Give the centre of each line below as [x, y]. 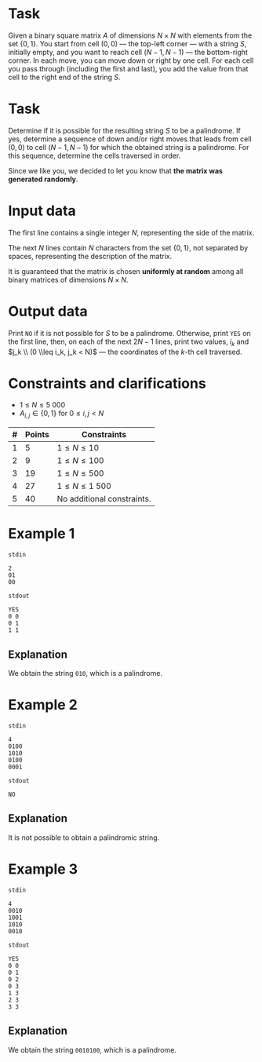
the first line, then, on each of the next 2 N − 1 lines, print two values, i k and [129, 342]
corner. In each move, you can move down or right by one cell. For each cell [131, 60]
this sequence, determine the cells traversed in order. [95, 155]
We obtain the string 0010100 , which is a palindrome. [92, 1049]
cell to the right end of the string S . [64, 77]
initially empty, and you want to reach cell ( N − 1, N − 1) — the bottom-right [128, 52]
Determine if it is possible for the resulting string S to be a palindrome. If [124, 130]
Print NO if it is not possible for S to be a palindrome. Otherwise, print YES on [129, 333]
